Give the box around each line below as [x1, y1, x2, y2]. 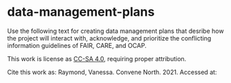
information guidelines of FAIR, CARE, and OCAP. [7, 41, 147, 49]
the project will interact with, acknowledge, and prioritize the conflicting [7, 34, 212, 42]
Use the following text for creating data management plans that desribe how [7, 27, 224, 35]
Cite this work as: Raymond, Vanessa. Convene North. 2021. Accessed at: [7, 68, 217, 76]
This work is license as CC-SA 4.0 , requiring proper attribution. [7, 54, 187, 62]
